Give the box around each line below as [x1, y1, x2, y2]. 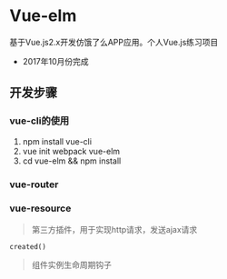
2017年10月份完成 [22, 55, 89, 66]
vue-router [9, 178, 59, 191]
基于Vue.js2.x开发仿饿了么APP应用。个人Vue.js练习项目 [9, 36, 219, 47]
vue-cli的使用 [9, 115, 70, 127]
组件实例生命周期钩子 [31, 259, 112, 270]
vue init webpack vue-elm [22, 145, 121, 156]
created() [9, 242, 47, 251]
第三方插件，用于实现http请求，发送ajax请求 [31, 224, 198, 234]
